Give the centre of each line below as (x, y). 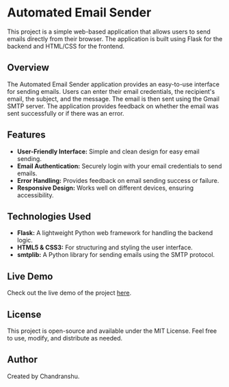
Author (22, 360)
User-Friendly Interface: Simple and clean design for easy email (108, 151)
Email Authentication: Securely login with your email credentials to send (119, 166)
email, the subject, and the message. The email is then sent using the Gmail (113, 99)
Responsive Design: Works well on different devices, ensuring (105, 188)
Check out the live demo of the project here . (69, 293)
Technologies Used (49, 216)
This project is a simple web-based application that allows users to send (109, 32)
